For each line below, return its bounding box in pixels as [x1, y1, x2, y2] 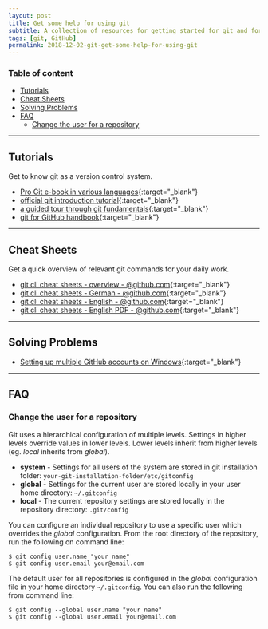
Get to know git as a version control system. [8, 172, 153, 181]
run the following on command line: [8, 536, 124, 547]
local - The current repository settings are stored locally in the [19, 496, 225, 505]
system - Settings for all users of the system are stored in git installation [19, 462, 258, 472]
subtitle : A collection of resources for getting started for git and [8, 26, 248, 34]
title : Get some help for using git [8, 19, 130, 27]
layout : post [8, 11, 52, 20]
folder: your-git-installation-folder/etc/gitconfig [19, 470, 194, 480]
